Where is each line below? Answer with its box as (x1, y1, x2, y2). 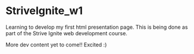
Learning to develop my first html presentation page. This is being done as (5, 23, 188, 31)
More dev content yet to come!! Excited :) (5, 41, 107, 48)
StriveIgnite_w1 (5, 4, 83, 18)
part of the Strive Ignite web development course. (5, 29, 127, 36)
